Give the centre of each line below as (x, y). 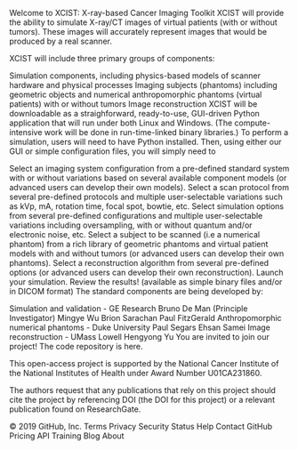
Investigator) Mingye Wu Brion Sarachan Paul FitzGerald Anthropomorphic (145, 318)
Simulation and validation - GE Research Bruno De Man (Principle (129, 309)
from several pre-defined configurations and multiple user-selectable (136, 216)
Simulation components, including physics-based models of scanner (135, 76)
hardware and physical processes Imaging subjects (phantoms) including (143, 85)
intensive (26, 132)
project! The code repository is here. (77, 346)
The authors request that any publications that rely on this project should (142, 390)
